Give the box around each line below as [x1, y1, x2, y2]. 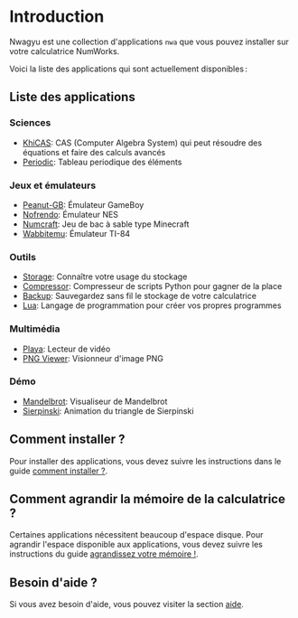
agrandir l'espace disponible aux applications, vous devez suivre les [9, 539, 264, 550]
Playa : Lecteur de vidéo [22, 343, 111, 354]
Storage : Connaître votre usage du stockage [22, 271, 188, 282]
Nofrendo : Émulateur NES [22, 209, 119, 220]
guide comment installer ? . [9, 465, 108, 476]
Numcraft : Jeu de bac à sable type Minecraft [22, 219, 190, 229]
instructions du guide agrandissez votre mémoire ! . [9, 548, 199, 559]
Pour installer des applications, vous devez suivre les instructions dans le [9, 455, 282, 466]
